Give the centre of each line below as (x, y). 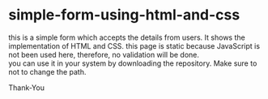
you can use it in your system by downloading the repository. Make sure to (133, 63)
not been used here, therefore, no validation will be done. (104, 54)
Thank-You (26, 88)
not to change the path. (47, 71)
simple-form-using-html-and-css (124, 15)
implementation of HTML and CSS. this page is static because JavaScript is (134, 45)
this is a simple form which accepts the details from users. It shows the (127, 37)
